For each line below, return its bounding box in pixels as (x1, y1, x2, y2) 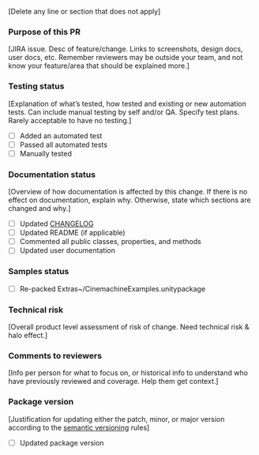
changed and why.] (8, 204, 71, 213)
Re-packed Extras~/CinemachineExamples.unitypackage (19, 284, 206, 293)
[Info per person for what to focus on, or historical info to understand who (8, 368, 249, 378)
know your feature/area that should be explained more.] (8, 61, 190, 70)
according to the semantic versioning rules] (8, 423, 150, 432)
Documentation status (8, 169, 96, 180)
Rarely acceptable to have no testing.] (8, 115, 132, 125)
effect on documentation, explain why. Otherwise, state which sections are (8, 195, 251, 205)
